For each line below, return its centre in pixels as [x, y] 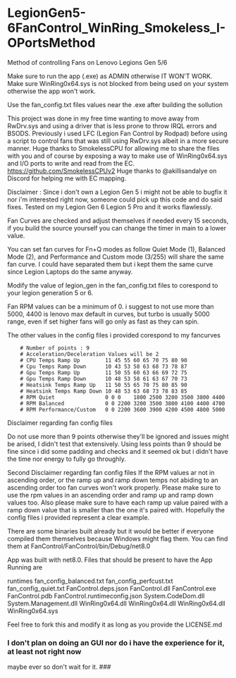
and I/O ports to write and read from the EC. [71, 163]
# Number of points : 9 [55, 348]
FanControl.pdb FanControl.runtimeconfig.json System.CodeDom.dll [106, 596]
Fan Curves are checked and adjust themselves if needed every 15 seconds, [118, 221]
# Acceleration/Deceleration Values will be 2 [89, 354]
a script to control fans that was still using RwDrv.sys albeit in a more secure [118, 141]
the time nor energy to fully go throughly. [67, 459]
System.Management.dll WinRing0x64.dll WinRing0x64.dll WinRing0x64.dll [116, 603]
